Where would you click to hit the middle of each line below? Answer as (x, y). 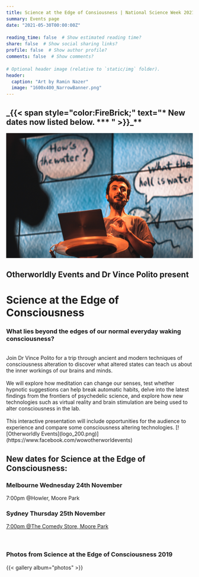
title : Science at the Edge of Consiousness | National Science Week (94, 12)
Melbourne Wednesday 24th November (64, 485)
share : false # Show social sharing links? (62, 44)
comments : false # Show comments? (50, 57)
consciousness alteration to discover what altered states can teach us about (99, 364)
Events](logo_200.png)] (70, 434)
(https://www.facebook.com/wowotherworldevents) (70, 440)
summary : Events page (33, 19)
